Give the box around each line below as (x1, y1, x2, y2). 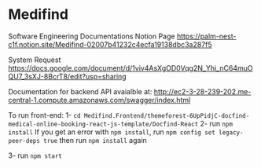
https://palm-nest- (176, 31, 237, 41)
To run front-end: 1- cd (8, 110, 81, 119)
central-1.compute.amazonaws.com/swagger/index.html (8, 95, 191, 104)
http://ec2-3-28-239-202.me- (153, 86, 252, 96)
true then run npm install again (42, 135, 147, 144)
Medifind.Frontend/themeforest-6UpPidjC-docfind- (83, 111, 250, 119)
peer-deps (8, 137, 41, 144)
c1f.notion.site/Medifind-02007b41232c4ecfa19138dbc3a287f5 (8, 39, 212, 49)
